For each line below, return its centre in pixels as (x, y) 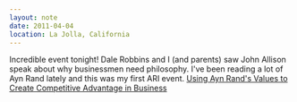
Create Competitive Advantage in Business (88, 88)
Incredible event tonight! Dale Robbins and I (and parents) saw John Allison (148, 60)
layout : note (34, 17)
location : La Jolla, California (69, 34)
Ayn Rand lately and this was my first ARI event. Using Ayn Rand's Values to (148, 79)
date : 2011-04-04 (42, 26)
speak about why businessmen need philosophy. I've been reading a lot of (146, 69)
